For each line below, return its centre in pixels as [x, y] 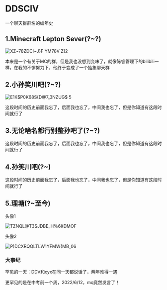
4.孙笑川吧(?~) [28, 167]
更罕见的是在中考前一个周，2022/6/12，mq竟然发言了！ [63, 283]
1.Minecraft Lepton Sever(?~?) [53, 39]
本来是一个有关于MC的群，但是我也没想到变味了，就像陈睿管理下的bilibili [80, 61]
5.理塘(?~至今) [28, 203]
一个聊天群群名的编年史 [29, 23]
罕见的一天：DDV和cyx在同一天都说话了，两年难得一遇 [61, 272]
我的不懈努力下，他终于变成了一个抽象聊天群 [64, 67]
